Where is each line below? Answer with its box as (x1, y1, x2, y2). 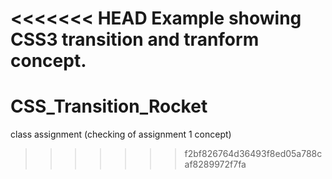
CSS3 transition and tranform (10, 28, 260, 51)
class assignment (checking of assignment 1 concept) (10, 128, 232, 141)
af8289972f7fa (184, 158, 247, 171)
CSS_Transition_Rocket (10, 95, 208, 118)
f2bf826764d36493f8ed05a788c (184, 148, 323, 160)
